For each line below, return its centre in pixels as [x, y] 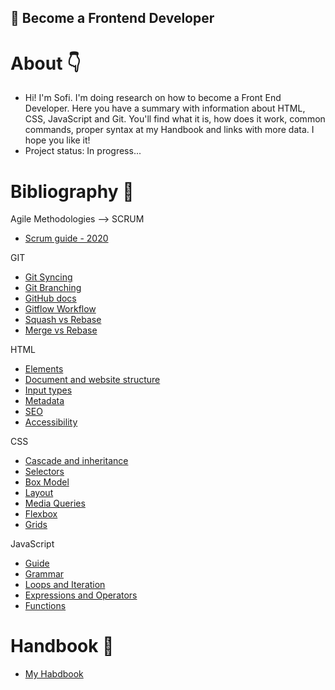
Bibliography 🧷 [72, 191]
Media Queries [55, 503]
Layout [39, 493]
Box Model [47, 482]
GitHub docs [50, 298]
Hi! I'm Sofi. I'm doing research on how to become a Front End [153, 98]
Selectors [44, 472]
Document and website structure [92, 380]
